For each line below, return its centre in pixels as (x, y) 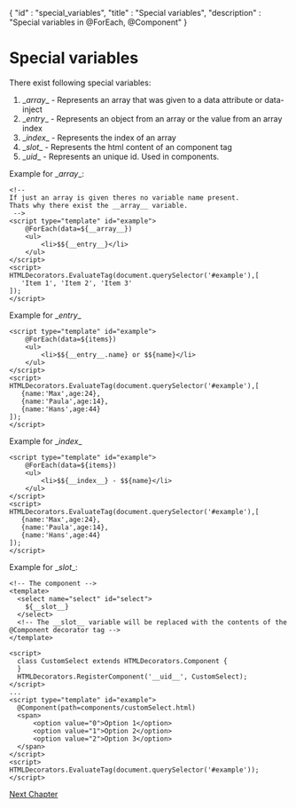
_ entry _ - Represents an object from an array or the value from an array (152, 118)
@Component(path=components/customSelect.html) (107, 708)
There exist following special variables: (80, 83)
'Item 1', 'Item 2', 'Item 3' (77, 283)
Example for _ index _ (46, 441)
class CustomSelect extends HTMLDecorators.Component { (122, 661)
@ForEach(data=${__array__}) (79, 229)
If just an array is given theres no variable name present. (125, 198)
